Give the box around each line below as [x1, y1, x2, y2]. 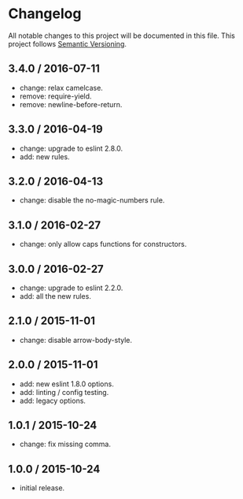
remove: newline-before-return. [19, 99, 123, 109]
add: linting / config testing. [19, 387, 109, 397]
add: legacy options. [19, 396, 87, 405]
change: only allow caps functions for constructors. [19, 240, 187, 249]
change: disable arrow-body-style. [19, 335, 132, 344]
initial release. [19, 483, 65, 493]
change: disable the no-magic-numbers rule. [19, 196, 165, 205]
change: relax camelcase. [19, 83, 104, 92]
